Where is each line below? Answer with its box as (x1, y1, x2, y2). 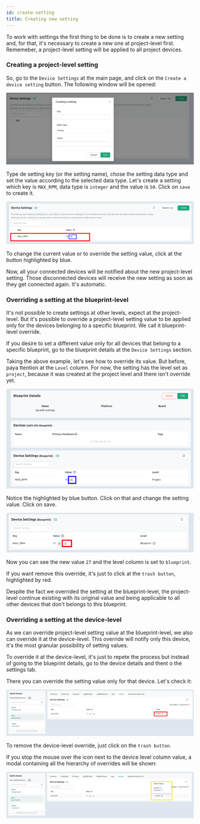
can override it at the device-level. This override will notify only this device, (6, 636, 190, 643)
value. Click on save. (6, 501, 57, 508)
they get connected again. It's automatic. (6, 280, 107, 288)
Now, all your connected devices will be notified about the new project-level (6, 268, 192, 275)
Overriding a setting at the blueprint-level (6, 295, 129, 304)
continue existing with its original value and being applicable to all (18, 594, 180, 601)
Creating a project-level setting (6, 60, 98, 69)
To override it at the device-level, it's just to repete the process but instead (6, 654, 189, 661)
